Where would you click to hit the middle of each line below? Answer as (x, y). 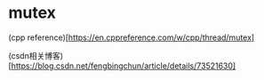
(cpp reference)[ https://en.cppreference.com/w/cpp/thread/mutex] (132, 37)
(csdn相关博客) (36, 55)
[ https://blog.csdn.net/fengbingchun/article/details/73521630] (122, 66)
